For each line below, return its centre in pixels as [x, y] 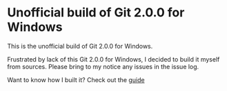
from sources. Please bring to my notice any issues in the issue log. [103, 66]
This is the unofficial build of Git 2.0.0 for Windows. [80, 46]
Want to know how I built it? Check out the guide [76, 79]
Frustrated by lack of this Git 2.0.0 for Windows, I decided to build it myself [113, 59]
